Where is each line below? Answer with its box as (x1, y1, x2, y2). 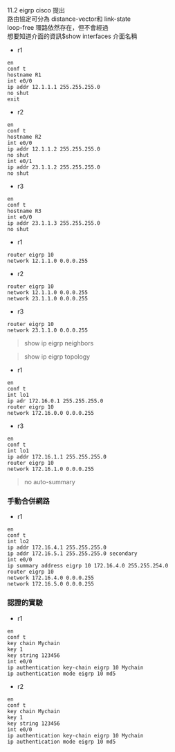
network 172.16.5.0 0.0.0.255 (7, 581, 95, 588)
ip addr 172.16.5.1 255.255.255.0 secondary (7, 550, 138, 557)
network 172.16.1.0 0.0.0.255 (7, 465, 95, 472)
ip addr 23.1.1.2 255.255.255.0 (7, 164, 100, 171)
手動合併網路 (7, 496, 50, 506)
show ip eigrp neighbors (24, 339, 94, 347)
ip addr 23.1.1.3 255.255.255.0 (7, 220, 100, 227)
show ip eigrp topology (24, 352, 91, 361)
